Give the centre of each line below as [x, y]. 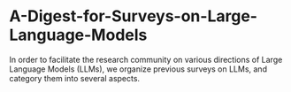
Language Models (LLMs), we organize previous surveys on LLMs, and [138, 69]
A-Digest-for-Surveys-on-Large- [134, 16]
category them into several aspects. [74, 78]
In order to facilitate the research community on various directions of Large [146, 59]
